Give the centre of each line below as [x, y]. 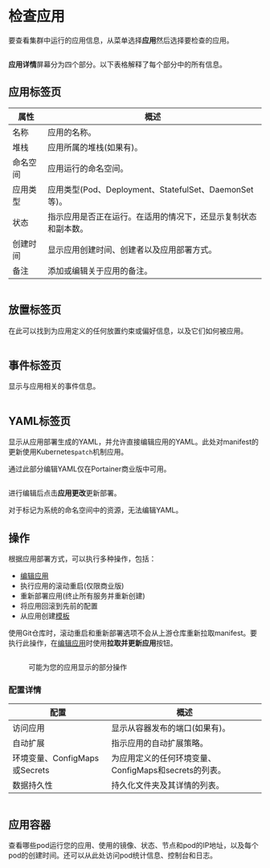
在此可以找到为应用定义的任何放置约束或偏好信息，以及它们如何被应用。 [128, 331]
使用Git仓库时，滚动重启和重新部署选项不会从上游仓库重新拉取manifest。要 [133, 633]
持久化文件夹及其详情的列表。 [168, 785]
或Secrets [31, 770]
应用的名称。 [72, 132]
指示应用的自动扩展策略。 [160, 744]
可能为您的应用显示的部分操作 [78, 667]
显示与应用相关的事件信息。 [54, 386]
